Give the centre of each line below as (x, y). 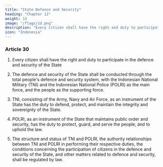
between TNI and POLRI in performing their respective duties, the (77, 144)
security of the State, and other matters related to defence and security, (84, 154)
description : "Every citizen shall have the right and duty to (70, 28)
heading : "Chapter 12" (28, 14)
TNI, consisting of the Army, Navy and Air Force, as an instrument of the (84, 99)
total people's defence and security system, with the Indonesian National (85, 80)
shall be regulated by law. (37, 160)
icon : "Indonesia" (24, 32)
